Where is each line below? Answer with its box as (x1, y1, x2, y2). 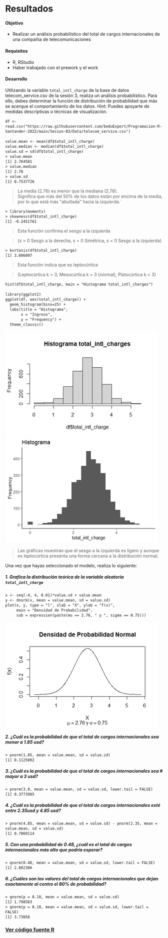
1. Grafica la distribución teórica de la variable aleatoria (5, 574, 124, 580)
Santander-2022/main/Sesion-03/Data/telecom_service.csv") (5, 129, 131, 134)
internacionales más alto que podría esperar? (5, 847, 103, 853)
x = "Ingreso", (20, 312, 52, 317)
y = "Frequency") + (20, 317, 61, 322)
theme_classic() (9, 322, 43, 327)
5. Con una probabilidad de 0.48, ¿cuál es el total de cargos (5, 842, 132, 848)
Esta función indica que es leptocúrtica (17, 262, 98, 268)
